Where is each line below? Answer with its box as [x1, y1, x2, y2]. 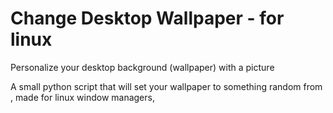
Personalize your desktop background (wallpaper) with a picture [10, 61, 275, 73]
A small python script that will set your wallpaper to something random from [10, 80, 323, 92]
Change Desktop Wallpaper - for [10, 7, 285, 30]
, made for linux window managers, [10, 91, 155, 103]
